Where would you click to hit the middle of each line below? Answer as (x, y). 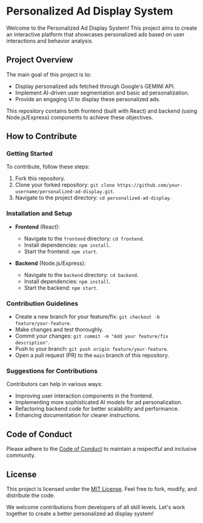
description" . (32, 342)
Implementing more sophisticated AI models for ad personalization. (99, 402)
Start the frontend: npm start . (61, 251)
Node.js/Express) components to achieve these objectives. (80, 117)
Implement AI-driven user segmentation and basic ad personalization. (102, 93)
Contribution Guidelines (42, 303)
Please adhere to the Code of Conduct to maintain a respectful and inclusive (101, 449)
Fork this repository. (40, 178)
